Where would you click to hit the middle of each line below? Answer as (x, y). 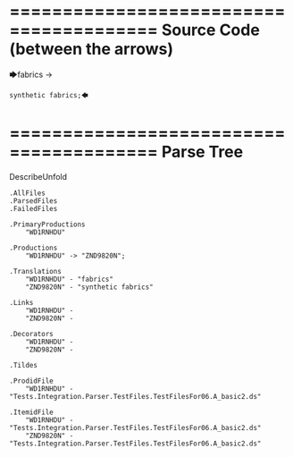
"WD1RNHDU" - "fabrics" (70, 279)
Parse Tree (202, 152)
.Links (21, 302)
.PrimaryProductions (48, 224)
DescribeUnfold (38, 176)
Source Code (211, 30)
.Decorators (31, 334)
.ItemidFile (31, 412)
